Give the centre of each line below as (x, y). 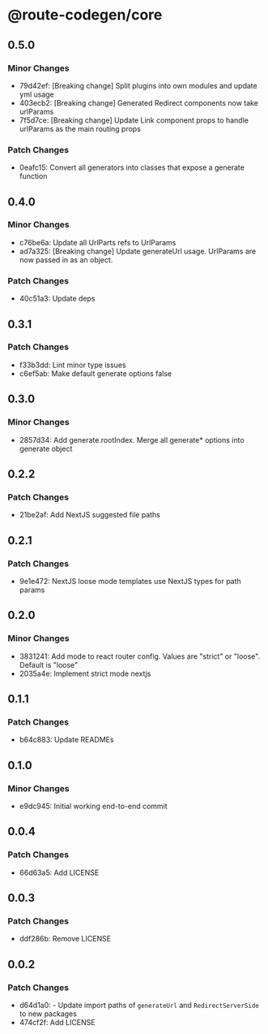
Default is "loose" (49, 664)
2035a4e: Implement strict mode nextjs (85, 673)
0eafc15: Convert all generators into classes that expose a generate (132, 167)
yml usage (36, 94)
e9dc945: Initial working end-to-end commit (93, 806)
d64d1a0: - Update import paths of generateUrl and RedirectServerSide (139, 1006)
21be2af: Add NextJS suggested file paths (90, 515)
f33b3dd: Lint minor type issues (72, 365)
